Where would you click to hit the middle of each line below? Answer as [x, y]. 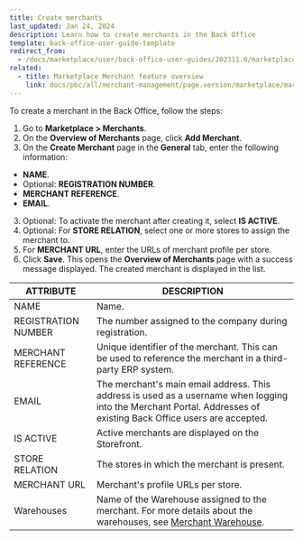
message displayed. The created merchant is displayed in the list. [144, 268]
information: [45, 157]
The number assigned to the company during [192, 321]
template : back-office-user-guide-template [92, 43]
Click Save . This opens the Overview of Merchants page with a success [157, 259]
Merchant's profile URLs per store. [169, 484]
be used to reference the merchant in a [179, 358]
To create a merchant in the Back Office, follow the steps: [116, 110]
